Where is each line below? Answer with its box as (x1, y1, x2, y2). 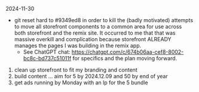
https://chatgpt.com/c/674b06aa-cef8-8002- (71, 48, 184, 56)
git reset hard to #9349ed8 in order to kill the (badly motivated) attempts (14, 17, 194, 23)
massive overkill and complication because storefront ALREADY (14, 36, 172, 42)
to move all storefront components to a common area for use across (14, 23, 182, 30)
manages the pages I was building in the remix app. (14, 42, 142, 49)
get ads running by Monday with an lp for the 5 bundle (14, 79, 148, 86)
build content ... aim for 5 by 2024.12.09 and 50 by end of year (14, 73, 168, 79)
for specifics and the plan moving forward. (72, 55, 177, 62)
